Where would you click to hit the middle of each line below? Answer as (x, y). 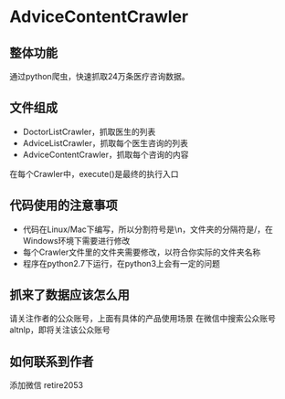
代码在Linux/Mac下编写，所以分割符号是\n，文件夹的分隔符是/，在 (148, 229)
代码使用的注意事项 (63, 206)
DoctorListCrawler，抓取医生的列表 (89, 131)
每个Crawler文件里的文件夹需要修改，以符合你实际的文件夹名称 (142, 252)
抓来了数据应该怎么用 (69, 295)
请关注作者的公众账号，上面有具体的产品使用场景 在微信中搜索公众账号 (142, 319)
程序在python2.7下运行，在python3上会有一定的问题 (121, 263)
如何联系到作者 (52, 361)
